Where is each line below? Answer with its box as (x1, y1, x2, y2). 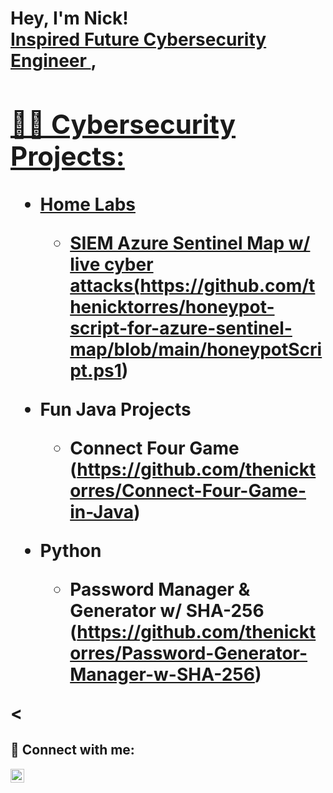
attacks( (69, 274, 141, 297)
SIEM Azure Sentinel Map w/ (69, 232, 311, 254)
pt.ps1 (69, 359, 122, 382)
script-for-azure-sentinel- (69, 317, 293, 339)
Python (39, 539, 102, 562)
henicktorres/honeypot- (69, 295, 275, 318)
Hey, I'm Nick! (10, 7, 129, 30)
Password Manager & (69, 578, 251, 601)
